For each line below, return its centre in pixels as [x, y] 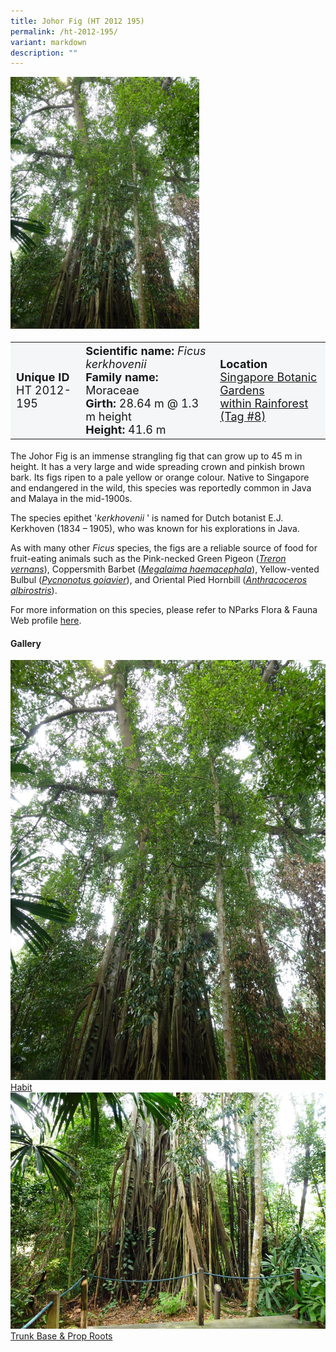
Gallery [26, 643]
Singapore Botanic [268, 377]
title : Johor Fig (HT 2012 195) [77, 21]
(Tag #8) [243, 416]
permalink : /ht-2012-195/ [64, 31]
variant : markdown [48, 42]
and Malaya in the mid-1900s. [71, 499]
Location [243, 363]
